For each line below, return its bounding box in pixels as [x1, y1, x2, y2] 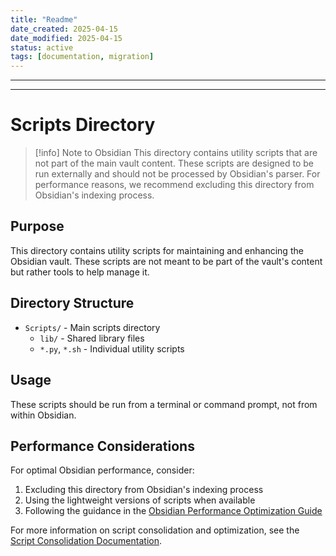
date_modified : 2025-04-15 [10, 33, 123, 43]
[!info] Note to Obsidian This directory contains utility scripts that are [34, 147, 318, 159]
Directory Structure [10, 295, 135, 312]
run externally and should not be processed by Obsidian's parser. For [34, 168, 321, 180]
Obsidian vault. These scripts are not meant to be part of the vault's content [10, 255, 323, 267]
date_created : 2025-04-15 [10, 24, 118, 34]
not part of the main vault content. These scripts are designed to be [34, 157, 314, 170]
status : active [10, 42, 74, 53]
